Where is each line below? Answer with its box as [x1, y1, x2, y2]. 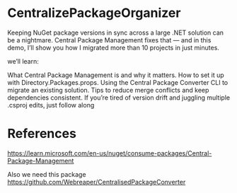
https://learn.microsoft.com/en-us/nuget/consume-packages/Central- [7, 148, 212, 157]
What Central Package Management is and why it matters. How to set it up [7, 71, 224, 79]
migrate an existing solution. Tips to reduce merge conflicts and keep [7, 86, 209, 94]
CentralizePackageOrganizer [7, 5, 181, 21]
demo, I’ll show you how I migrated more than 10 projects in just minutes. [7, 43, 219, 52]
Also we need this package [7, 170, 86, 178]
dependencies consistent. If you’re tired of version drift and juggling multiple [7, 93, 231, 102]
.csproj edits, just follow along [7, 100, 95, 109]
